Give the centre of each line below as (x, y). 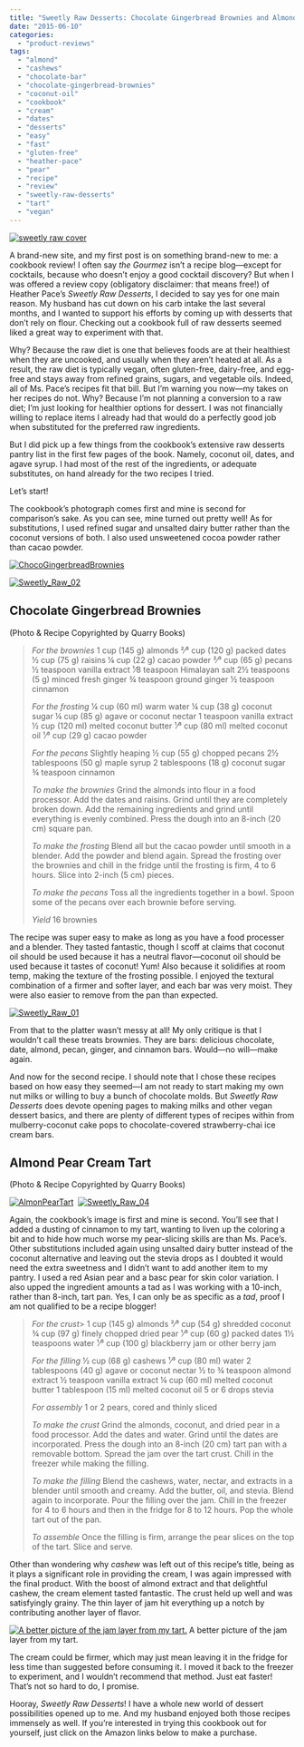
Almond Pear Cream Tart (81, 1162)
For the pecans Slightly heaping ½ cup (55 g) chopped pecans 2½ (155, 753)
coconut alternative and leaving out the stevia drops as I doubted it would (146, 1258)
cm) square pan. (62, 828)
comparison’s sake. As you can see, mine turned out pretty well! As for (141, 518)
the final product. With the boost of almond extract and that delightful (139, 1584)
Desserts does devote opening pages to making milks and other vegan (141, 1105)
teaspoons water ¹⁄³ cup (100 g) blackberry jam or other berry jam (154, 1343)
